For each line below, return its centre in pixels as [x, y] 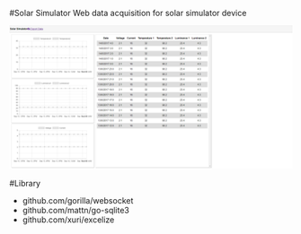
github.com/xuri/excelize [68, 220]
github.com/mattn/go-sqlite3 [76, 210]
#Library [25, 183]
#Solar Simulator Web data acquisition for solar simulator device [128, 13]
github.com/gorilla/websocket [78, 200]
